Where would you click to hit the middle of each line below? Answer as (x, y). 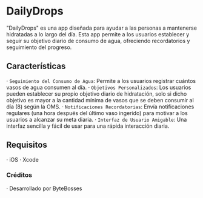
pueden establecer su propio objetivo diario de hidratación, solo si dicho (97, 94)
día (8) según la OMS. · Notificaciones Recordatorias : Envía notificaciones (100, 107)
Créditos (19, 175)
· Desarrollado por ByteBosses (44, 188)
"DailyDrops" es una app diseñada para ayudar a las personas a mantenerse (101, 28)
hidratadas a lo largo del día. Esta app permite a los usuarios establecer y (98, 34)
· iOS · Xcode (23, 159)
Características (36, 66)
